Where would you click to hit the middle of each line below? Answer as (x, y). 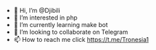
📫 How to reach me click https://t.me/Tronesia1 (81, 40)
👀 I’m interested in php (45, 18)
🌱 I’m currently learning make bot (60, 25)
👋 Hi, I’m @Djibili (37, 10)
